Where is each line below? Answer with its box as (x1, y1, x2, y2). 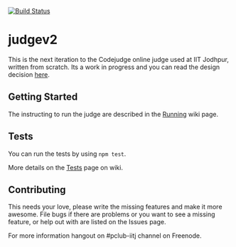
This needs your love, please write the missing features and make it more (8, 203, 222, 211)
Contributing (8, 184, 66, 196)
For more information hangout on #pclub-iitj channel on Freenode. (8, 231, 202, 240)
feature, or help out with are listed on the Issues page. (8, 218, 166, 226)
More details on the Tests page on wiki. (8, 163, 124, 172)
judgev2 (8, 32, 58, 48)
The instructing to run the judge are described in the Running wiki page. (8, 110, 219, 118)
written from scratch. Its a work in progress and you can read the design (8, 63, 220, 71)
